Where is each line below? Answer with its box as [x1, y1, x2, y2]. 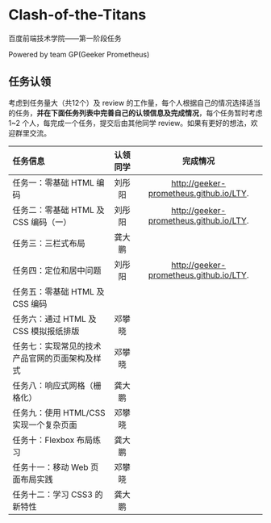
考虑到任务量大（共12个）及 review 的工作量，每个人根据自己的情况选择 [8, 98, 247, 107]
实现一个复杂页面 [12, 419, 78, 430]
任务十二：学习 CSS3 [12, 488, 93, 500]
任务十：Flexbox [12, 434, 75, 446]
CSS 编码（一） [12, 216, 72, 228]
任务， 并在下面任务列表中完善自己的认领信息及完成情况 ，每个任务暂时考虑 [15, 107, 263, 118]
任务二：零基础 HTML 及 [12, 204, 105, 215]
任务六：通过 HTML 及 [12, 313, 97, 324]
